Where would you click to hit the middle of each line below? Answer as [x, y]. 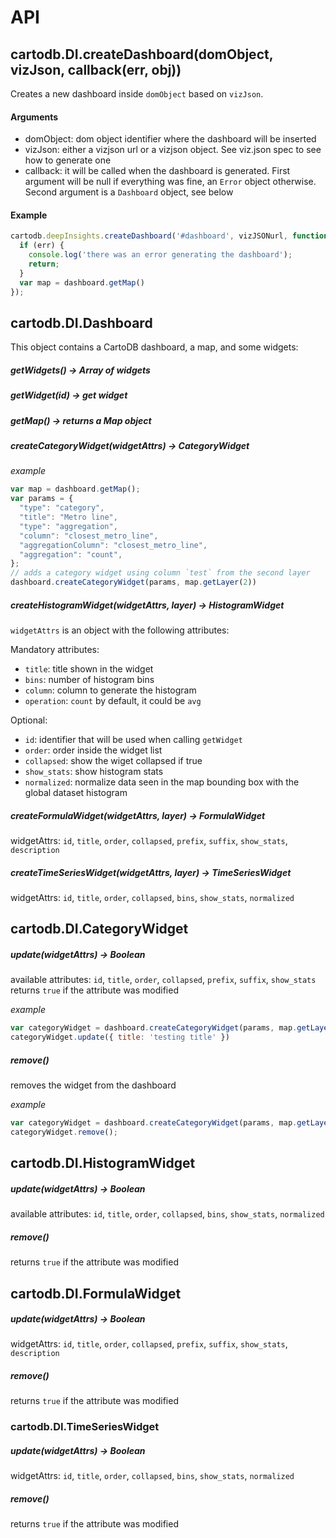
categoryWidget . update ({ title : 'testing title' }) [120, 1037]
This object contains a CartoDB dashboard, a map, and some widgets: [154, 347]
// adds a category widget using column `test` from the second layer [160, 573]
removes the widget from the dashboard [93, 1085]
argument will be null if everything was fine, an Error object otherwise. [170, 182]
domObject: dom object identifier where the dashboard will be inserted [170, 139]
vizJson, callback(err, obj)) [96, 69]
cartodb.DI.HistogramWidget [103, 1163]
